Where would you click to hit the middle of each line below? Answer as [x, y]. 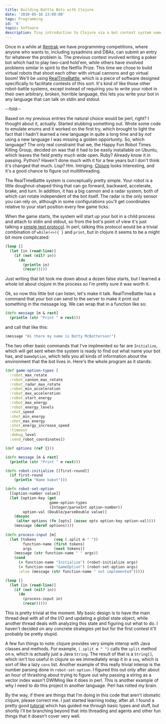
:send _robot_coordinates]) [37, 439]
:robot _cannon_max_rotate [36, 380]
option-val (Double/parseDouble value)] [65, 512]
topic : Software [22, 28]
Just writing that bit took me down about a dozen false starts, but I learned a [83, 279]
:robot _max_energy [29, 403]
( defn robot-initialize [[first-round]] [47, 471]
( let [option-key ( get [33, 498]
